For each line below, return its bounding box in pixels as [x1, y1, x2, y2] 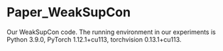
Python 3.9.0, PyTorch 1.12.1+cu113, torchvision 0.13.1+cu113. [6, 35, 182, 43]
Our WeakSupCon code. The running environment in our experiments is [6, 28, 216, 36]
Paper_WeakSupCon [6, 4, 131, 21]
